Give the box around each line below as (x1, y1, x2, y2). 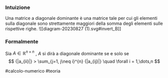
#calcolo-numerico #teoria (5, 68, 61, 74)
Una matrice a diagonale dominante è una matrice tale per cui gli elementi (5, 15, 158, 21)
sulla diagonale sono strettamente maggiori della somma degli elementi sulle (5, 20, 163, 26)
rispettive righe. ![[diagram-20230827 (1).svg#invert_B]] (5, 26, 121, 32)
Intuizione (5, 4, 31, 11)
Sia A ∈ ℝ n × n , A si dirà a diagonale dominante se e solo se (5, 49, 129, 56)
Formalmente (5, 38, 39, 45)
